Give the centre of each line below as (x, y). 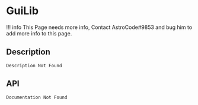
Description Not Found (34, 65)
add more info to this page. (39, 33)
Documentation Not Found (37, 97)
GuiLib (23, 11)
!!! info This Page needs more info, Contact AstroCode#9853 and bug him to (99, 27)
